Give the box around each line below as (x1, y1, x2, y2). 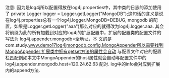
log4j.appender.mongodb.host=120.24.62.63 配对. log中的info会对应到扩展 (5, 61, 160, 67)
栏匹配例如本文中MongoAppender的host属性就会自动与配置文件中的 (5, 55, 147, 60)
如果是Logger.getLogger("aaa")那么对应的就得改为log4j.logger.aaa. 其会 (14, 23, 164, 29)
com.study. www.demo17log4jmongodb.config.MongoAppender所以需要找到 (5, 42, 164, 48)
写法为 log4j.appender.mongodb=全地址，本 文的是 (5, 36, 112, 42)
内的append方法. (5, 67, 40, 73)
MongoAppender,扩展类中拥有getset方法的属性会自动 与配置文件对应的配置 (5, 48, 162, 54)
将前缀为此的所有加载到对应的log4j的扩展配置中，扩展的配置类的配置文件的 (5, 30, 161, 35)
